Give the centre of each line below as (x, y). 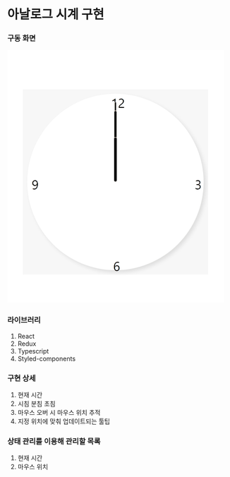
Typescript (33, 351)
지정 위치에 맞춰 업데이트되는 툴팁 (64, 421)
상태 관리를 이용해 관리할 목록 (54, 441)
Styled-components (47, 358)
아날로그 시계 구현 (56, 14)
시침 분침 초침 (36, 404)
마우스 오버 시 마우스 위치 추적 (59, 413)
